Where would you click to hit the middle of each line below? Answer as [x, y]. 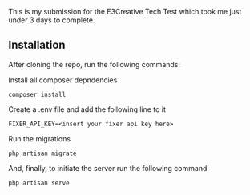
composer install [37, 94]
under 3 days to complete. [52, 20]
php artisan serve [39, 183]
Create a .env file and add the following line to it [87, 109]
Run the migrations [39, 138]
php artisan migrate [43, 153]
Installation [37, 45]
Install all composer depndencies [63, 80]
